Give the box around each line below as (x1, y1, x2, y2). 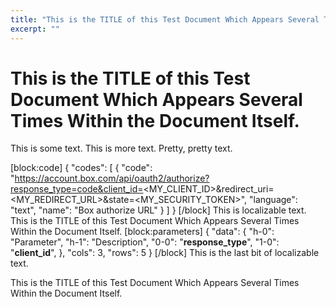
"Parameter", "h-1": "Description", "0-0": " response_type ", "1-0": (10, 236, 280, 248)
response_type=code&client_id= (10, 183, 144, 195)
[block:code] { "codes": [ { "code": (10, 162, 153, 174)
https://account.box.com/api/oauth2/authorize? (14, 172, 210, 185)
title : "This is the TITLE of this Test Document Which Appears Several (10, 14, 320, 25)
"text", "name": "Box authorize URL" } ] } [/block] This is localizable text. (10, 204, 307, 216)
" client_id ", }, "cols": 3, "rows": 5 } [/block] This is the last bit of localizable (10, 247, 320, 259)
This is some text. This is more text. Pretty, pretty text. (10, 142, 233, 155)
